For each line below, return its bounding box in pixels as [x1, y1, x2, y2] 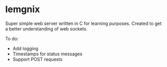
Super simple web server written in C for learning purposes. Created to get [5, 20, 162, 26]
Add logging [12, 45, 39, 51]
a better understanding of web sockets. [5, 25, 88, 31]
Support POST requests [12, 56, 62, 62]
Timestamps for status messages [12, 51, 83, 57]
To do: [5, 36, 19, 42]
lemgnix [5, 4, 40, 15]
